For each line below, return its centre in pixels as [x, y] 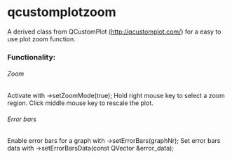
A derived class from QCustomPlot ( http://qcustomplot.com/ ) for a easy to [114, 32]
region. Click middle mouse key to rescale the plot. [80, 103]
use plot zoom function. [41, 39]
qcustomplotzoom [62, 12]
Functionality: [32, 57]
